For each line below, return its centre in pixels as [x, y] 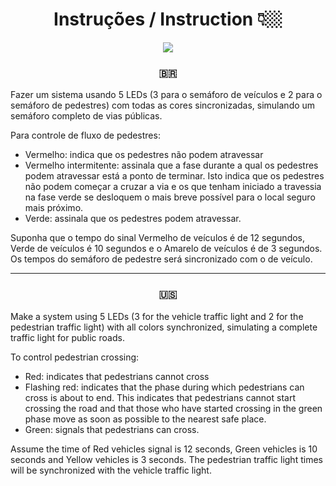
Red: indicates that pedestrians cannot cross [117, 376]
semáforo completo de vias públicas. [86, 116]
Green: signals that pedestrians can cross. [112, 429]
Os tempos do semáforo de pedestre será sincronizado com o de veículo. [161, 259]
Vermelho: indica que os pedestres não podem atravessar [144, 155]
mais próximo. [54, 208]
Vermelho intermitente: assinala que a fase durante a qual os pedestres [171, 165]
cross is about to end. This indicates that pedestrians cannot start [160, 397]
